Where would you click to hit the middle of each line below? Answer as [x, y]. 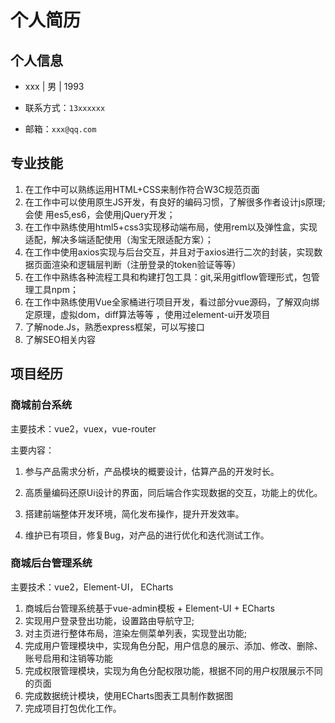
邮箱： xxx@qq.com [60, 129]
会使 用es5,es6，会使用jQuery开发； [100, 214]
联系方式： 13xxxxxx [65, 107]
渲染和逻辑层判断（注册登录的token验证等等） [146, 264]
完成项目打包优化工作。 [73, 708]
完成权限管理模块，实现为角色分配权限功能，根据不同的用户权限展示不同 [173, 670]
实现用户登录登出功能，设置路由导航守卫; [109, 620]
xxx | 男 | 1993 [54, 86]
